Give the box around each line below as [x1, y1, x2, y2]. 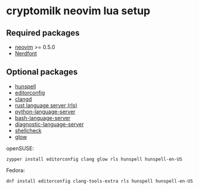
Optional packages [6, 67, 78, 77]
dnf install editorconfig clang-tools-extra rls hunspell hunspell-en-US [6, 178, 194, 184]
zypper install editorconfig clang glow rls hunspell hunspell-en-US [6, 156, 183, 162]
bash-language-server [14, 114, 70, 121]
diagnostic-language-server [14, 121, 85, 128]
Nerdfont [14, 50, 38, 57]
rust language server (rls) [14, 102, 77, 109]
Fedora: [6, 166, 26, 173]
